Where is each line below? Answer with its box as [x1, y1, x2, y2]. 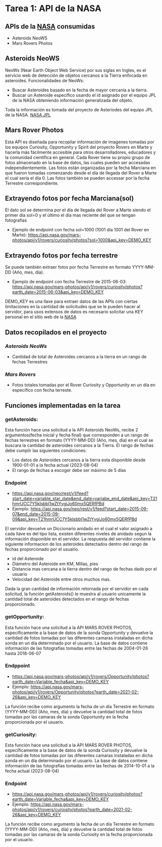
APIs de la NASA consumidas [5, 22, 96, 31]
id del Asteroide [12, 556, 44, 562]
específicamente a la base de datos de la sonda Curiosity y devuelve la [5, 747, 147, 753]
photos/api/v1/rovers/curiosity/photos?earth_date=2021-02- [12, 807, 132, 812]
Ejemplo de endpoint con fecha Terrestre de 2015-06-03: [12, 279, 127, 285]
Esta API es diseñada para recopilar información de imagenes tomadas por [5, 139, 154, 145]
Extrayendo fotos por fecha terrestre [5, 251, 118, 259]
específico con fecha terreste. [12, 387, 73, 393]
